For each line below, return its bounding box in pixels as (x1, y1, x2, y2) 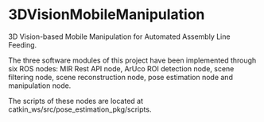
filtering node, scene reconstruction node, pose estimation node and (8, 72, 233, 82)
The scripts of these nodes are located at (8, 96, 144, 105)
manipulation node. (8, 81, 72, 90)
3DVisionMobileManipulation (8, 6, 205, 24)
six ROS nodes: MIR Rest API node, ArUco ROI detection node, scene (8, 63, 235, 73)
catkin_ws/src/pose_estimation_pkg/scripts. (8, 105, 152, 114)
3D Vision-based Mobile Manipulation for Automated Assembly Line (8, 32, 231, 41)
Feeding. (8, 40, 37, 49)
